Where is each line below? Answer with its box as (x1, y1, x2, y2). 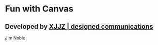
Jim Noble (5, 35, 26, 41)
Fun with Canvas (5, 3, 74, 14)
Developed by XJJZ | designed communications (5, 22, 154, 31)
